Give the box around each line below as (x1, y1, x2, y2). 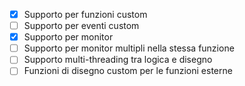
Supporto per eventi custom (23, 20, 140, 32)
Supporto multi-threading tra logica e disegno (23, 54, 213, 66)
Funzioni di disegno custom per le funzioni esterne (23, 65, 233, 77)
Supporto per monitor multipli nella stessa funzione (23, 42, 235, 54)
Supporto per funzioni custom (23, 9, 148, 20)
